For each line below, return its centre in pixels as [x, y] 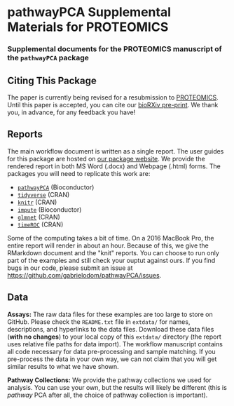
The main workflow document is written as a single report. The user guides [116, 151]
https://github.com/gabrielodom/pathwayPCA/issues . [84, 275]
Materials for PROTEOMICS [88, 27]
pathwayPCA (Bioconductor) [56, 187]
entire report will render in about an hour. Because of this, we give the [108, 245]
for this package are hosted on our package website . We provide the [106, 158]
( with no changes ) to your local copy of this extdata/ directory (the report [115, 337]
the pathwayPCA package [48, 58]
